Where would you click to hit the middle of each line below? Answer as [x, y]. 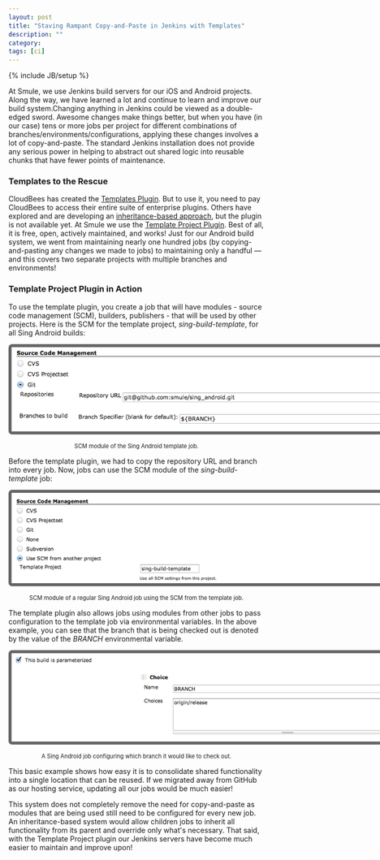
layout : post [30, 17]
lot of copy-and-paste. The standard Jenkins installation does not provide [132, 143]
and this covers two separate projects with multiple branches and [118, 259]
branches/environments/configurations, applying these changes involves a [134, 135]
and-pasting [29, 251]
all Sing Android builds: [47, 332]
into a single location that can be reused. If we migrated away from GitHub [133, 780]
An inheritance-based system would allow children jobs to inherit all [122, 821]
